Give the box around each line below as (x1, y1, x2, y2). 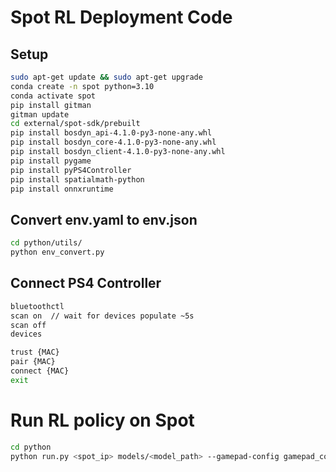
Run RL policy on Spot (10, 409, 195, 431)
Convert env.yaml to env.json (10, 211, 198, 228)
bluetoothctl (10, 301, 65, 311)
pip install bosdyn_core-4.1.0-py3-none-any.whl (10, 137, 217, 148)
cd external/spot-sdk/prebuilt (10, 119, 141, 129)
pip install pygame (10, 156, 92, 166)
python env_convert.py (10, 247, 105, 258)
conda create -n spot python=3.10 (10, 81, 155, 91)
